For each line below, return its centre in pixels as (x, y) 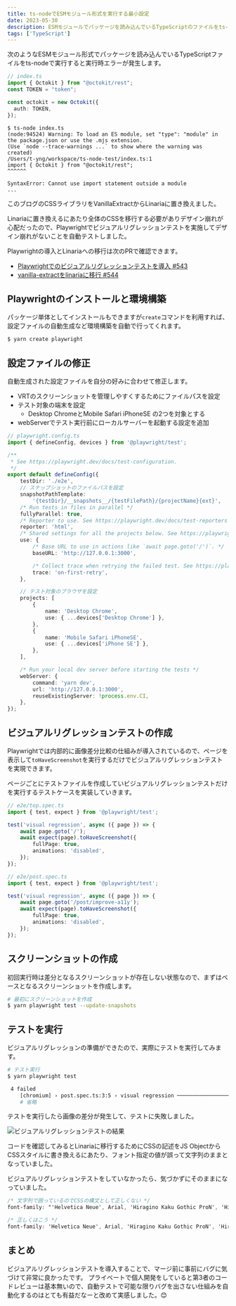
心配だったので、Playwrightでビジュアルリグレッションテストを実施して (111, 227)
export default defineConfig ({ (53, 475)
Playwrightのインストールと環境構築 (87, 299)
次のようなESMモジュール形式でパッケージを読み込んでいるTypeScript (109, 54)
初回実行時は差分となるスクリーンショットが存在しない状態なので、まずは (115, 977)
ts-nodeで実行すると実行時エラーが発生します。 (95, 63)
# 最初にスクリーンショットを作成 (50, 999)
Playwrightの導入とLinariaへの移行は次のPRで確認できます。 (94, 251)
